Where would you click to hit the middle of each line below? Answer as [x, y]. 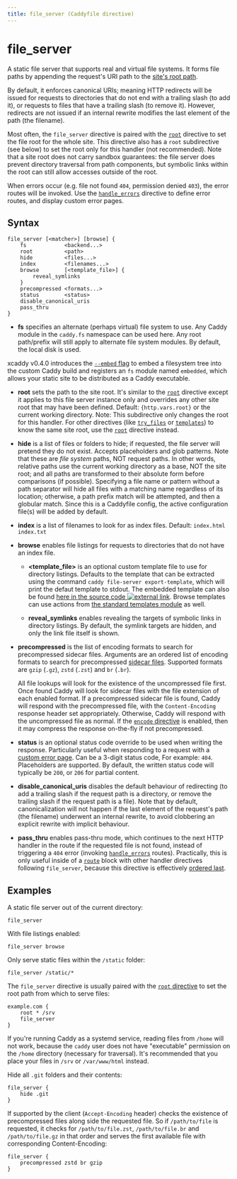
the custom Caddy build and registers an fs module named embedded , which [117, 371]
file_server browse [36, 947]
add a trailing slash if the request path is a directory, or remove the [115, 794]
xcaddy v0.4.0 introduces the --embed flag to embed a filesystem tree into [114, 364]
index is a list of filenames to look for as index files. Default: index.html [121, 526]
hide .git [35, 1094]
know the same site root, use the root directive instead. [98, 430]
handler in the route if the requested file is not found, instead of [110, 845]
